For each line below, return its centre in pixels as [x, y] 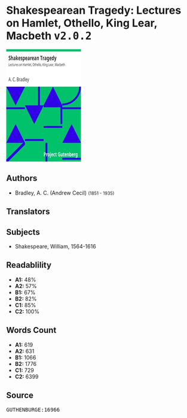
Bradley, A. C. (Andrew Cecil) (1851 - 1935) [65, 193]
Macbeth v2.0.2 [49, 36]
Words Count [31, 330]
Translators [28, 212]
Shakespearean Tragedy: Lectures [94, 10]
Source [20, 395]
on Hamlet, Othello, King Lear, [82, 23]
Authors [22, 178]
